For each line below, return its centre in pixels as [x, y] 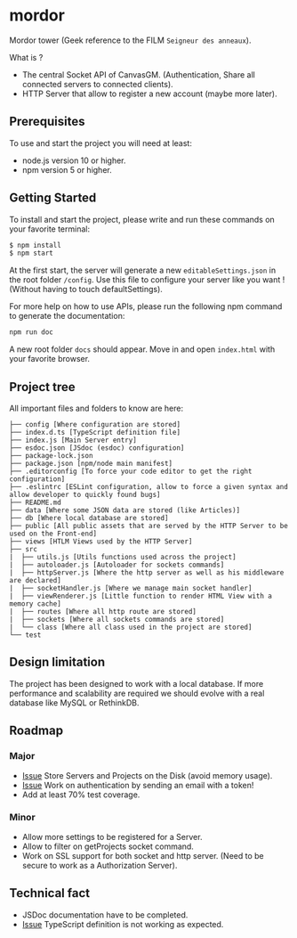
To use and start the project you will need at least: [101, 143]
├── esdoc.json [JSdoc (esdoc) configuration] [97, 448]
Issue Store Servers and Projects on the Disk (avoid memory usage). [147, 775]
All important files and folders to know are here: [96, 408]
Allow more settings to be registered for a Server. [112, 836]
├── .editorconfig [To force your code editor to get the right [131, 471]
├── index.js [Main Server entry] [73, 440]
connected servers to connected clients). [97, 84]
